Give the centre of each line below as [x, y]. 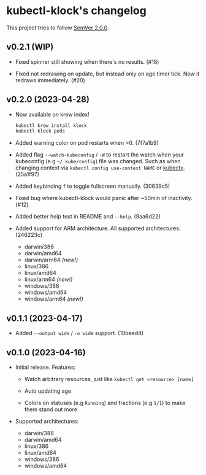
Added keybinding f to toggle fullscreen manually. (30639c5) [93, 186]
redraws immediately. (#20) [50, 80]
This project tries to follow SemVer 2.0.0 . [58, 28]
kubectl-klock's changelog [77, 11]
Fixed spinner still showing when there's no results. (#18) [87, 61]
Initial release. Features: [45, 367]
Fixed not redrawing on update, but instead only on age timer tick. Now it [107, 74]
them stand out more [51, 409]
